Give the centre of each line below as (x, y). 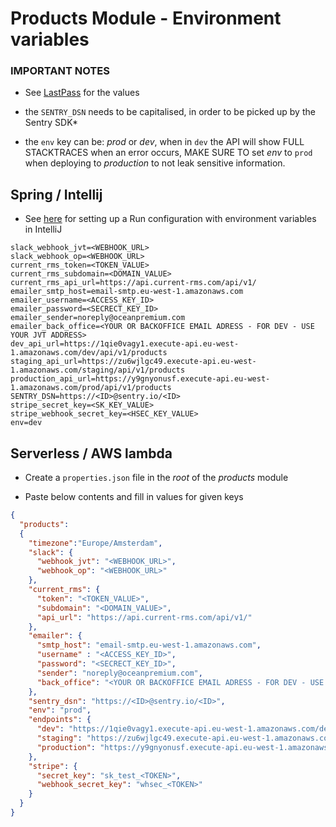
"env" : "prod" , (60, 710)
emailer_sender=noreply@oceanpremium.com (98, 318)
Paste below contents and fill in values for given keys (134, 497)
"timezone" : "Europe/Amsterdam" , (95, 543)
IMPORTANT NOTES (60, 71)
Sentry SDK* (51, 123)
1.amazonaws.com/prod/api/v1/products (91, 388)
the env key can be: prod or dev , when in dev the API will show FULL (164, 142)
